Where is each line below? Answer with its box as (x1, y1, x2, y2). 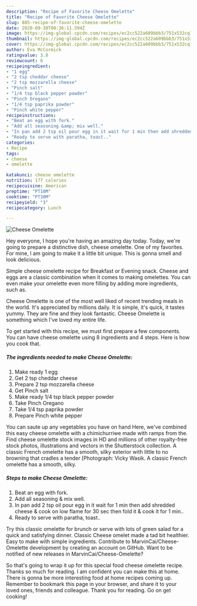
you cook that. (6, 340, 41, 347)
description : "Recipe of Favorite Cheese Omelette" (6, 8, 135, 15)
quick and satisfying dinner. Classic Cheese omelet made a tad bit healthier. (6, 532, 189, 539)
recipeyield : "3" (6, 199, 49, 206)
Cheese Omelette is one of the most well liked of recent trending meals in (6, 298, 184, 305)
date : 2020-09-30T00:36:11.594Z (6, 25, 85, 31)
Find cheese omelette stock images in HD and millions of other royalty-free (6, 436, 188, 443)
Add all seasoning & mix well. (14, 496, 86, 503)
